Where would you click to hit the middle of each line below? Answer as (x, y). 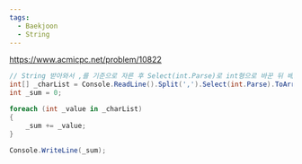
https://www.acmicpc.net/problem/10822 (85, 60)
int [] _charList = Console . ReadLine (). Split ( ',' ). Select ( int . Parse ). (142, 85)
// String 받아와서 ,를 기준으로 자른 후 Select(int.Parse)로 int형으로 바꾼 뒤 (147, 76)
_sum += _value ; (56, 125)
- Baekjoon (38, 26)
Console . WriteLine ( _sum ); (58, 150)
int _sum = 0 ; (36, 93)
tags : (19, 17)
